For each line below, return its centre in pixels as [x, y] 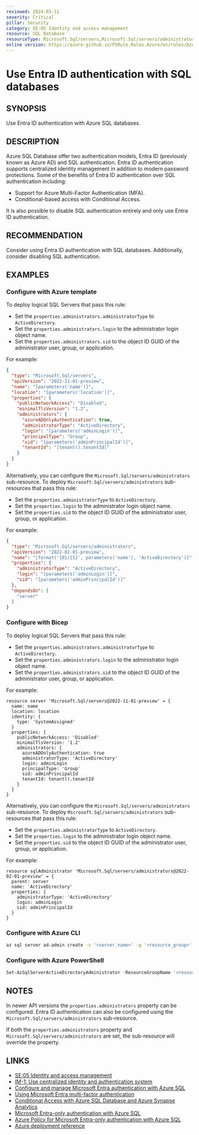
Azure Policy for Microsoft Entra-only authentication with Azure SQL [98, 1119]
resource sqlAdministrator [39, 871]
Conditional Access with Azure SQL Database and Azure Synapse [95, 1101]
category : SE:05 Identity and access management [67, 28]
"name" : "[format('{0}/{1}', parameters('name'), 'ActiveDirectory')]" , [103, 557]
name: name [25, 706]
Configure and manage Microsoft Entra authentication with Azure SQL [100, 1087]
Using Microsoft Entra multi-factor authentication [75, 1094]
